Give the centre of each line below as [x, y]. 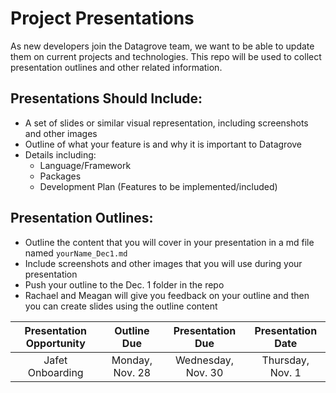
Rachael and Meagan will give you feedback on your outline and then [167, 295]
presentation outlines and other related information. [116, 67]
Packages [60, 176]
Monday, [132, 360]
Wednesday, [204, 360]
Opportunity [55, 343]
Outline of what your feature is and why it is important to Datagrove [163, 144]
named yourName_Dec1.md [76, 253]
